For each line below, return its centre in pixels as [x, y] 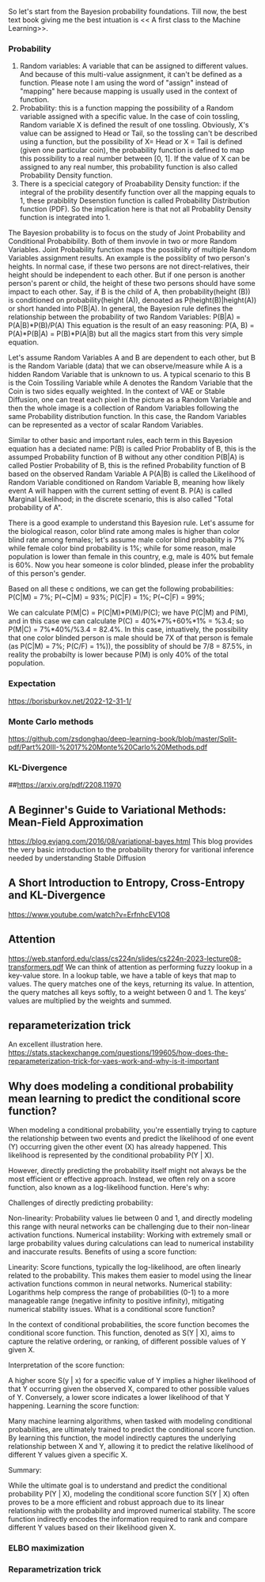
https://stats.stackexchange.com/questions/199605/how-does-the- [118, 1053]
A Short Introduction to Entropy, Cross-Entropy [127, 883]
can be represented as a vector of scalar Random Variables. [106, 425]
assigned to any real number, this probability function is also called [129, 167]
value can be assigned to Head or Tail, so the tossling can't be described [138, 133]
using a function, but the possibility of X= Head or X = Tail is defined [131, 142]
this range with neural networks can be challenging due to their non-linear [129, 1226]
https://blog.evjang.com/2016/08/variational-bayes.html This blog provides [131, 841]
